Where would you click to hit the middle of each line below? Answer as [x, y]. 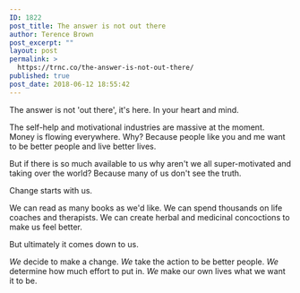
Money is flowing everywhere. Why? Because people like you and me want [147, 136]
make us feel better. [46, 227]
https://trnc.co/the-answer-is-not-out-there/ [106, 68]
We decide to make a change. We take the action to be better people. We [144, 262]
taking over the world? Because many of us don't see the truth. [125, 173]
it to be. [23, 280]
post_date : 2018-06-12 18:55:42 [69, 84]
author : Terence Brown [51, 34]
